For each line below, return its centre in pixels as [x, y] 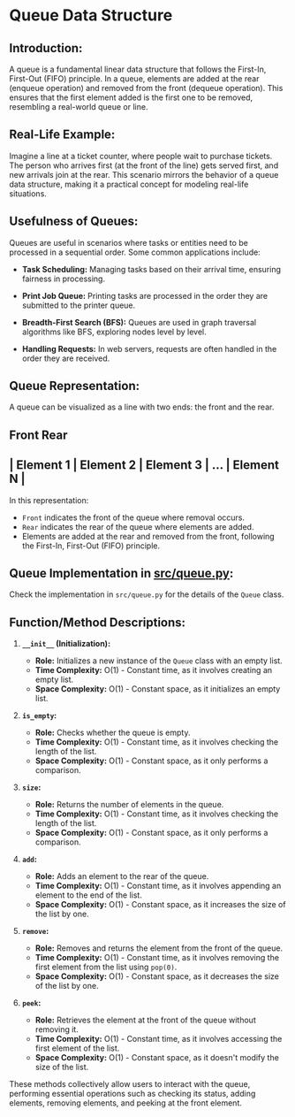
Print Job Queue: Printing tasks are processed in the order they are [144, 295]
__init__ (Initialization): [66, 644]
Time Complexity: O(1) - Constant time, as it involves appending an [158, 886]
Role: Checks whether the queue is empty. [113, 733]
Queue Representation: [74, 386]
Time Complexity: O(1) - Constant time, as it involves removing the [157, 958]
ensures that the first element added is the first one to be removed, [131, 97]
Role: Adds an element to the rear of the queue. [122, 876]
